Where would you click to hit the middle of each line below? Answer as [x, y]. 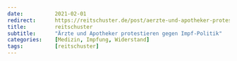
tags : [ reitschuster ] [53, 46]
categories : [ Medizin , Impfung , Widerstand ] [79, 40]
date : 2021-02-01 [47, 14]
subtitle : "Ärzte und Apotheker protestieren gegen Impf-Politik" [115, 33]
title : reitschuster [50, 27]
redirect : [22, 20]
